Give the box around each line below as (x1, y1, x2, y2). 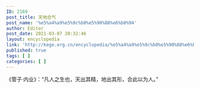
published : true (6, 48, 46, 54)
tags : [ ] (6, 53, 31, 59)
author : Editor (6, 25, 44, 32)
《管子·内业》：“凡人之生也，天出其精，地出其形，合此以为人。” (6, 76, 159, 83)
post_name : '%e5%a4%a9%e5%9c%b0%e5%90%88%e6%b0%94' (6, 20, 137, 26)
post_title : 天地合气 (6, 14, 57, 20)
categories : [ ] (6, 58, 46, 64)
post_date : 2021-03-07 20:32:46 (6, 31, 86, 37)
